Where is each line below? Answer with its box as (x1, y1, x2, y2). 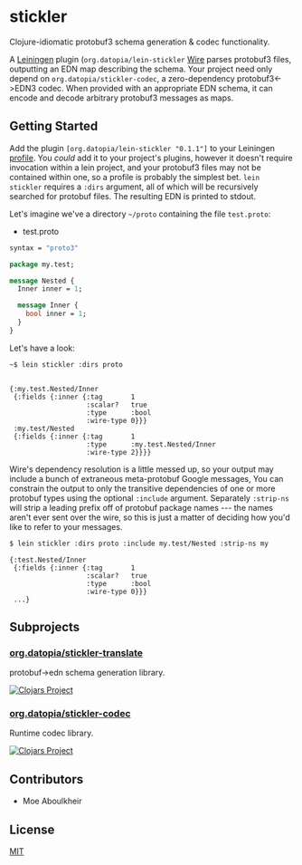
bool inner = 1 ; (25, 310, 88, 319)
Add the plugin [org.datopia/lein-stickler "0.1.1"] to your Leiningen (9, 142, 276, 153)
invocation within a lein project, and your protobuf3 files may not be (9, 161, 262, 173)
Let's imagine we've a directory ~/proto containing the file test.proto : (9, 208, 271, 219)
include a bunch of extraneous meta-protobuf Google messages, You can (9, 473, 284, 484)
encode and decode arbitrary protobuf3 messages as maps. (9, 92, 234, 103)
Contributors (9, 772, 84, 787)
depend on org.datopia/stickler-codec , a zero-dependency (9, 72, 235, 83)
